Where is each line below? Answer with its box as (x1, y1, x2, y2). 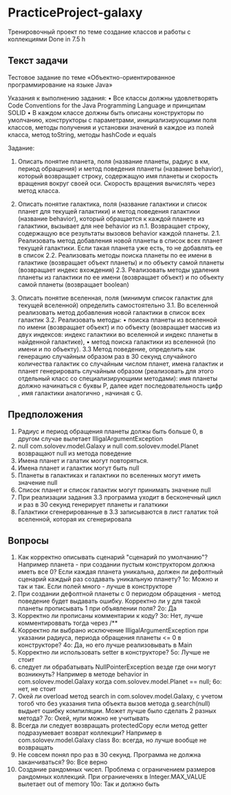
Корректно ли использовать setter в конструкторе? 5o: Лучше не (17, 648, 210, 657)
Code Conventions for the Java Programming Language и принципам (8, 101, 206, 110)
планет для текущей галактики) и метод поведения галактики (17, 207, 200, 215)
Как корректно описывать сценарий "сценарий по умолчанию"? (17, 553, 208, 561)
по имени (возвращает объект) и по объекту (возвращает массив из (17, 322, 221, 331)
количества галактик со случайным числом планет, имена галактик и (17, 360, 224, 368)
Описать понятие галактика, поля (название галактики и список (17, 200, 208, 208)
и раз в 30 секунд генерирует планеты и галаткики (17, 500, 168, 508)
